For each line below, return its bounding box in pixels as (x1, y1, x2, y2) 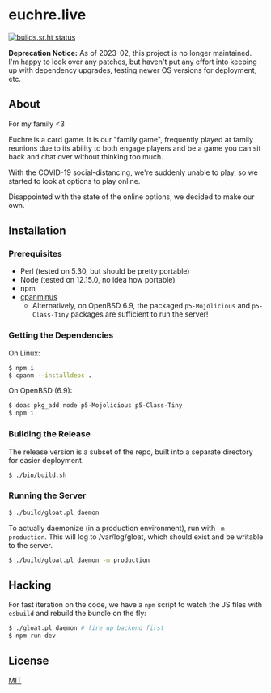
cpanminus (19, 292, 58, 302)
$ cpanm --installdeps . (8, 371, 92, 380)
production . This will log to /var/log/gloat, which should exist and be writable (8, 532, 264, 542)
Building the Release (8, 428, 91, 440)
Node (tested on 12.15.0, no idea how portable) (19, 275, 176, 285)
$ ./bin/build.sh (8, 471, 67, 479)
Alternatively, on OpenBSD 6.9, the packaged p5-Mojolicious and (32, 301, 251, 311)
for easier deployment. (8, 455, 84, 465)
